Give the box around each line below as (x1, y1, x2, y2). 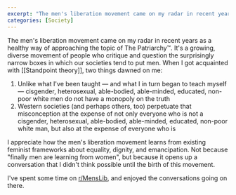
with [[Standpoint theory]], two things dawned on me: (7, 66, 163, 74)
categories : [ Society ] (7, 17, 74, 24)
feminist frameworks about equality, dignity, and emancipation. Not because (7, 145, 228, 154)
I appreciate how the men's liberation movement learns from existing (7, 137, 206, 146)
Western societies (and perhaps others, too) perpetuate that (17, 102, 192, 110)
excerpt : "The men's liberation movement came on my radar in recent (7, 10, 216, 18)
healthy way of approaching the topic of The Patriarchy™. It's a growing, (7, 43, 216, 52)
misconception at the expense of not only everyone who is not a (17, 109, 204, 118)
